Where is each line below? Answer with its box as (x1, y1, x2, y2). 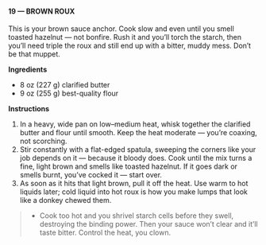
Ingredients (8, 64, 48, 75)
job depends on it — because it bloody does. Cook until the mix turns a (19, 154, 253, 163)
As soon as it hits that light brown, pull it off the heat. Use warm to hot (19, 179, 249, 189)
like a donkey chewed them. (19, 196, 112, 205)
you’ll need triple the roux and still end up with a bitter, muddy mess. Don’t (8, 41, 252, 51)
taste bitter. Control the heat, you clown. (39, 227, 172, 238)
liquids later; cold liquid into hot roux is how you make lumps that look (19, 187, 249, 196)
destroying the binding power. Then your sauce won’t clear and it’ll (39, 220, 258, 229)
